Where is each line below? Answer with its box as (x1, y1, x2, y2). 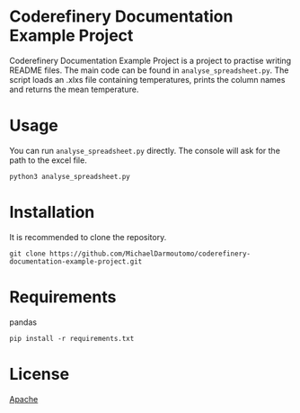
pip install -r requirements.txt (9, 334, 135, 343)
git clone (9, 249, 47, 258)
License (9, 364, 70, 384)
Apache (9, 393, 39, 404)
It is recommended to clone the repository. (9, 231, 167, 242)
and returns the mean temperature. (9, 84, 139, 94)
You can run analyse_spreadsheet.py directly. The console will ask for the (9, 145, 281, 156)
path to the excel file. (9, 155, 87, 166)
